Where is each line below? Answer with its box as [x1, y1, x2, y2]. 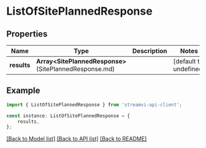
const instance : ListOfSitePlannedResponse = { [6, 113, 131, 119]
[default [173, 57, 196, 65]
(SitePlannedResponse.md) [36, 65, 115, 73]
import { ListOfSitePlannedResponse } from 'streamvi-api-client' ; [6, 102, 183, 108]
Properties [6, 29, 48, 39]
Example [6, 86, 40, 96]
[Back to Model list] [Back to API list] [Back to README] [6, 135, 147, 142]
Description [132, 47, 167, 55]
